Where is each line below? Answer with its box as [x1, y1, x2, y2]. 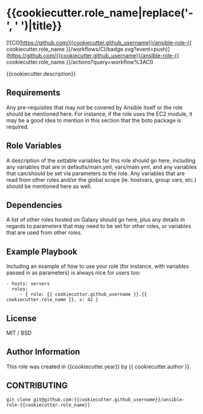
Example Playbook [6, 246, 77, 257]
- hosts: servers [6, 281, 50, 287]
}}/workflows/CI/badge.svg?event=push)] [66, 45, 170, 53]
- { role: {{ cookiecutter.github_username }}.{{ [19, 292, 147, 298]
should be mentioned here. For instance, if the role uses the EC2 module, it [6, 110, 193, 118]
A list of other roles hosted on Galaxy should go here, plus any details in [6, 216, 185, 224]
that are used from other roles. [6, 229, 83, 236]
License [6, 313, 37, 324]
